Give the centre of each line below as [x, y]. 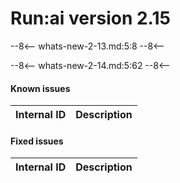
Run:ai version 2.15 [90, 18]
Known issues [40, 88]
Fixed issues [37, 141]
